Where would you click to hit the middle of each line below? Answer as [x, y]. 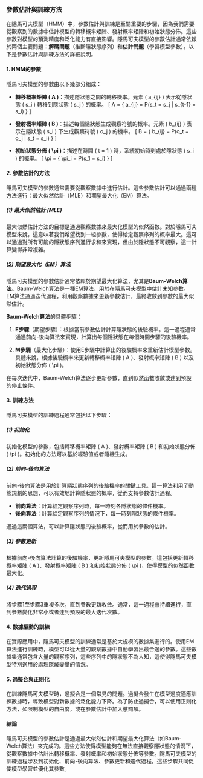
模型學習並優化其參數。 [40, 769]
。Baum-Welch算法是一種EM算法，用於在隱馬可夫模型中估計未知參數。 [100, 288]
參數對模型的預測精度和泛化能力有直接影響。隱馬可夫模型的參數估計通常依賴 [101, 39]
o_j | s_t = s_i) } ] [36, 138]
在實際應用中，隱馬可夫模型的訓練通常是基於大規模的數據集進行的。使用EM [100, 641]
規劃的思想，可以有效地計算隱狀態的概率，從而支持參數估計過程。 [93, 493]
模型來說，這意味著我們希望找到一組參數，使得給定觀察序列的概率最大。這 [99, 234]
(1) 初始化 [18, 430]
